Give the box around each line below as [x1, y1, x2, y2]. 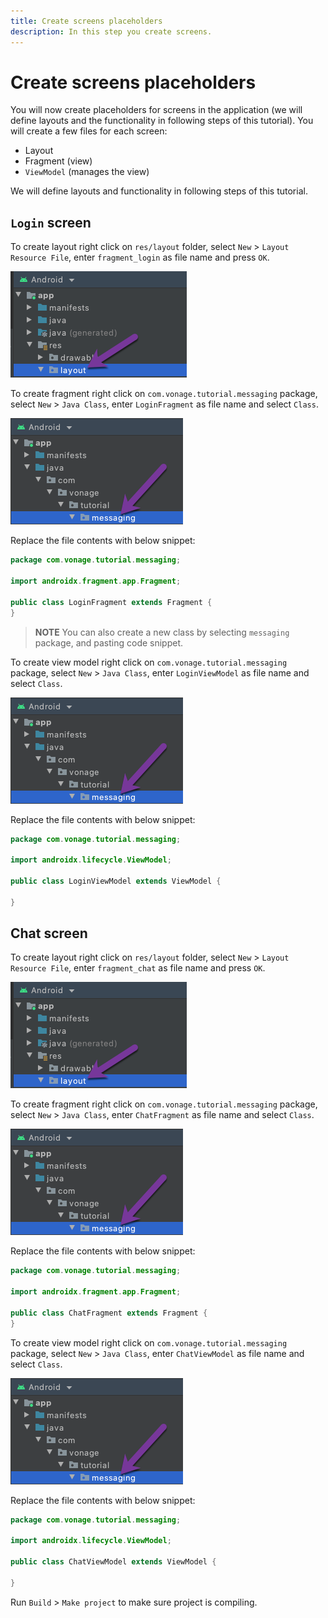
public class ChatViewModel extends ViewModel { [10, 1557, 217, 1567]
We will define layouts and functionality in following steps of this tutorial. [10, 185, 308, 197]
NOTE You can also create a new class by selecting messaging [34, 626, 290, 638]
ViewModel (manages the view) [24, 166, 150, 178]
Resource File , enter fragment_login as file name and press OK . [10, 251, 270, 264]
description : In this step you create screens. [10, 26, 213, 37]
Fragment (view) [24, 155, 93, 167]
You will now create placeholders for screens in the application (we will [10, 104, 303, 116]
